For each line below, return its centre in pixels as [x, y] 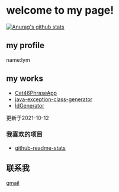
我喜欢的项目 [25, 134]
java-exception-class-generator [54, 99]
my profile [25, 45]
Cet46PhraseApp [36, 93]
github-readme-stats [40, 148]
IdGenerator [29, 105]
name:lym [18, 59]
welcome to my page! [60, 10]
